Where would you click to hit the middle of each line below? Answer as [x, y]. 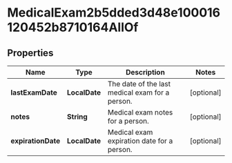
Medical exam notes [140, 112]
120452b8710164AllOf [73, 27]
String [77, 117]
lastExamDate [34, 93]
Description [145, 72]
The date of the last [139, 84]
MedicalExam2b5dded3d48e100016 [114, 13]
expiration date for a [140, 141]
